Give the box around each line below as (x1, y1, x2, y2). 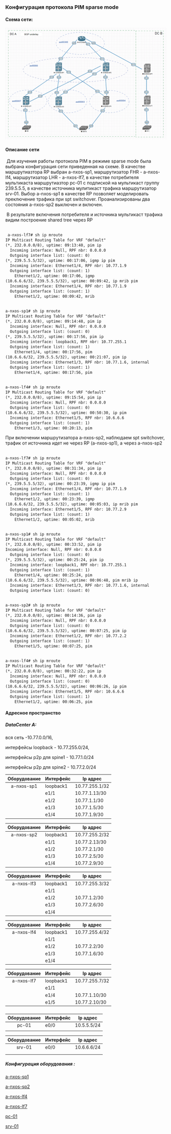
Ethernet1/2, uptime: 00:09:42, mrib (14, 294, 95, 299)
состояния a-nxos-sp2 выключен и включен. (5, 201, 103, 208)
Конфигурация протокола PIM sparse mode (5, 4, 119, 11)
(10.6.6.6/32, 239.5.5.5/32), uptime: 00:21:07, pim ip (5, 354, 127, 360)
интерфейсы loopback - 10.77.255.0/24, (5, 744, 89, 750)
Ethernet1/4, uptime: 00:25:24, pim (14, 572, 93, 577)
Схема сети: (5, 16, 33, 23)
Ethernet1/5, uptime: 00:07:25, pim (14, 643, 93, 649)
